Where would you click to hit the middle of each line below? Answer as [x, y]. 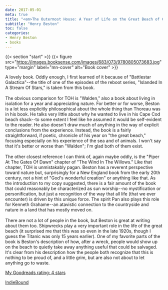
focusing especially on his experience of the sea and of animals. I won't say [83, 140]
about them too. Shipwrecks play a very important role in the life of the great [84, 225]
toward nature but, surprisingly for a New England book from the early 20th [83, 172]
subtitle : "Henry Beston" [32, 24]
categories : [17, 33]
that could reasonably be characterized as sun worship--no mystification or [83, 188]
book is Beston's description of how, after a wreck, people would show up [81, 241]
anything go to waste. [27, 262]
